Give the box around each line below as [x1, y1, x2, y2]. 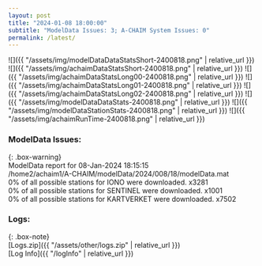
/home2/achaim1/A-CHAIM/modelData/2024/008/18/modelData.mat [8, 169, 230, 178]
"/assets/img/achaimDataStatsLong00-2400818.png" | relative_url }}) [18, 72, 244, 82]
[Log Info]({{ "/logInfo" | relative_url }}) [8, 249, 134, 258]
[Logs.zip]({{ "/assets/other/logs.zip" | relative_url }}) [8, 240, 181, 249]
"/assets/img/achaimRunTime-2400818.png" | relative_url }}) [8, 114, 205, 123]
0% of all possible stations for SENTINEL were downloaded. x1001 [8, 185, 223, 195]
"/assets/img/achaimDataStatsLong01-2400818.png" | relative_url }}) [18, 81, 242, 90]
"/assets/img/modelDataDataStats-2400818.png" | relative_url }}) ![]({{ [18, 97, 248, 107]
